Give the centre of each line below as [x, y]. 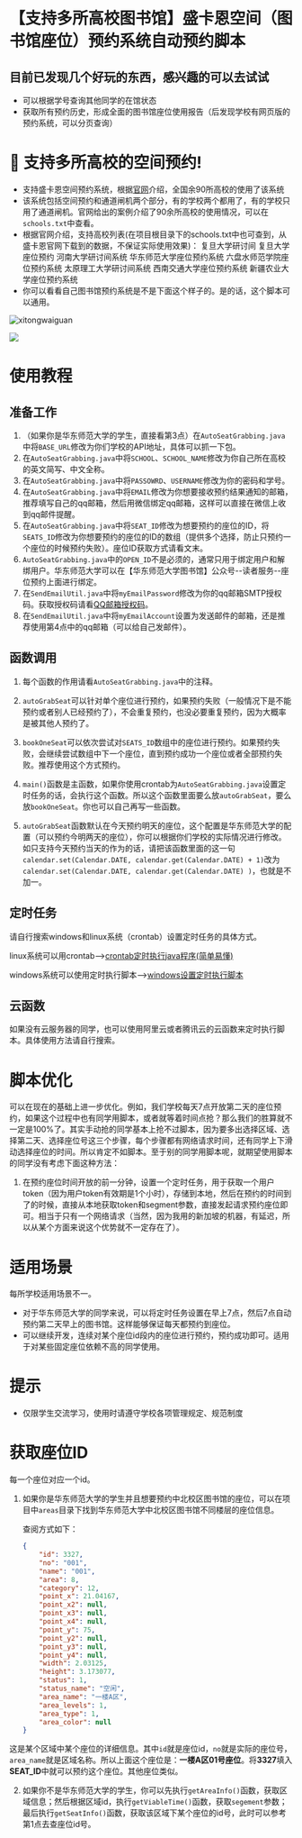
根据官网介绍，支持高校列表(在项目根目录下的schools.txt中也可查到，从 [155, 234]
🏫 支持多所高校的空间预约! [106, 163]
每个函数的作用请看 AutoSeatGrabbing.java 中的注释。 [120, 681]
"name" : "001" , [67, 1571]
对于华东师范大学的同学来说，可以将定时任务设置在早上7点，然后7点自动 [157, 1313]
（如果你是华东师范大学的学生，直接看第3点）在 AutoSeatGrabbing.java [154, 435]
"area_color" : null [75, 1722]
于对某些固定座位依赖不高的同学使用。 [93, 1347]
